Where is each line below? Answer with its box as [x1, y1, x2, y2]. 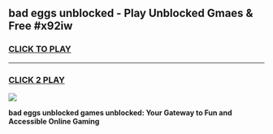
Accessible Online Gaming [8, 116, 100, 126]
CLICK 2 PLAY [8, 74, 65, 85]
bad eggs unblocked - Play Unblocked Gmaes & [8, 6, 253, 20]
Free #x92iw [8, 19, 73, 33]
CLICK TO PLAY [8, 44, 71, 55]
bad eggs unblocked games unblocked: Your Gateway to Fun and [8, 107, 233, 117]
